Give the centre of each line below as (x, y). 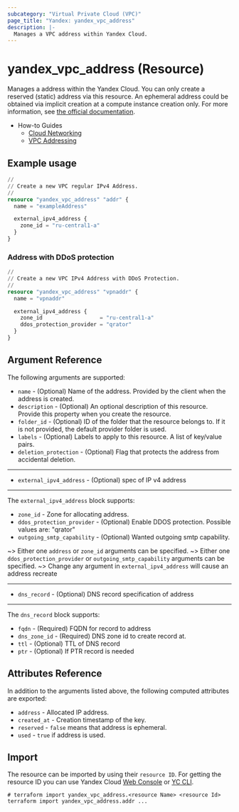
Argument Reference (55, 360)
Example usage (42, 163)
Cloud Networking (55, 133)
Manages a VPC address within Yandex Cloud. (81, 34)
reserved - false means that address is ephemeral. (92, 727)
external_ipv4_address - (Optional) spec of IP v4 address (102, 479)
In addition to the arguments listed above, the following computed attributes (118, 691)
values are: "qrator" (47, 529)
